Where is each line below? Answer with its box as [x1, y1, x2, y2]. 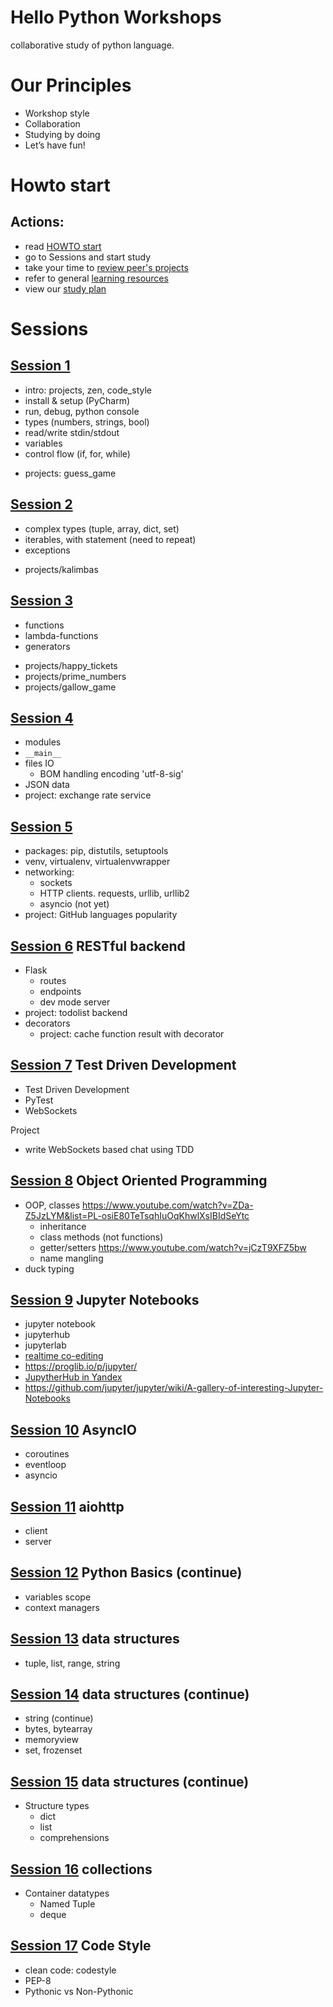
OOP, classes [24, 1199, 81, 1211]
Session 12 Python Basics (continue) [10, 1564, 243, 1581]
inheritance [39, 1220, 87, 1232]
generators [24, 640, 71, 652]
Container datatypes [24, 1887, 110, 1900]
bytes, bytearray [24, 1723, 93, 1735]
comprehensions [39, 1832, 110, 1844]
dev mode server [39, 996, 111, 1008]
